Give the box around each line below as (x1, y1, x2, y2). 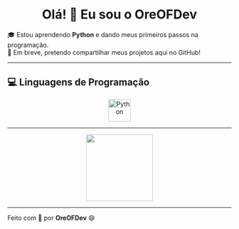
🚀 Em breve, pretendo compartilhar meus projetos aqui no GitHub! (7, 48, 201, 56)
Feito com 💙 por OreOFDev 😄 (7, 213, 95, 222)
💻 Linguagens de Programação (7, 76, 150, 88)
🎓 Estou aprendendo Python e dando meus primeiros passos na (7, 30, 199, 38)
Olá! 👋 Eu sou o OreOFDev (41, 6, 198, 23)
